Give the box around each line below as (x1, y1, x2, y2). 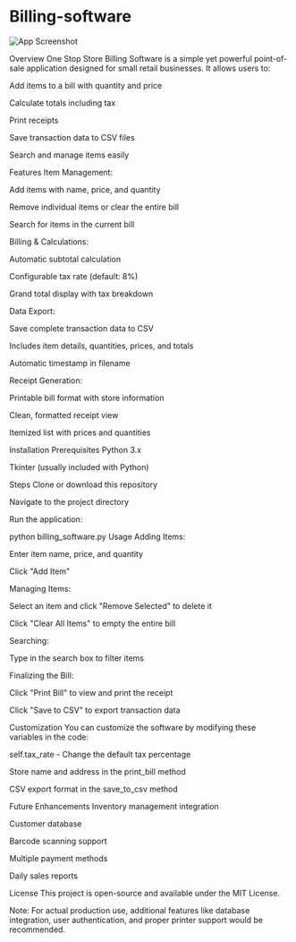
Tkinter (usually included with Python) (9, 461, 149, 472)
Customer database (9, 818, 82, 829)
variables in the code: (9, 732, 89, 742)
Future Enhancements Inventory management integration (9, 801, 219, 811)
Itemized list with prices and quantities (9, 427, 151, 438)
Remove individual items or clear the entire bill (9, 201, 180, 212)
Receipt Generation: (9, 374, 83, 386)
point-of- (253, 53, 288, 64)
